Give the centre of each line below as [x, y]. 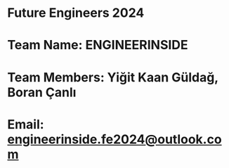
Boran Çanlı [42, 92]
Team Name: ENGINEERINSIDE [98, 45]
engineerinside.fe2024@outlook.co [115, 139]
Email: [26, 124]
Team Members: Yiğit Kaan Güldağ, [113, 77]
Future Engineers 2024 [76, 13]
